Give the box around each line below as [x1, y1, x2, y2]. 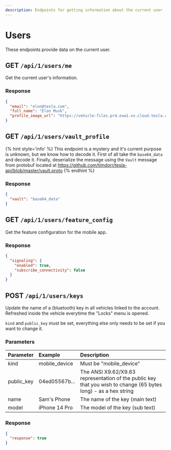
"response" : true [10, 436, 47, 441]
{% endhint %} [63, 167, 95, 174]
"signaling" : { [10, 258, 42, 263]
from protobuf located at [5, 162, 57, 168]
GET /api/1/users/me [5, 61, 72, 69]
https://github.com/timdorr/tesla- [58, 162, 127, 168]
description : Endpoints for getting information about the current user [5, 7, 163, 13]
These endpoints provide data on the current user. [5, 46, 111, 53]
